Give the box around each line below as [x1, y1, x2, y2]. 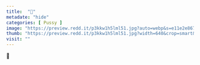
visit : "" [6, 36, 31, 42]
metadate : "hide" [6, 14, 49, 20]
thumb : [6, 31, 23, 37]
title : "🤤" [6, 8, 36, 15]
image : [6, 25, 23, 31]
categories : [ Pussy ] [6, 19, 62, 25]
